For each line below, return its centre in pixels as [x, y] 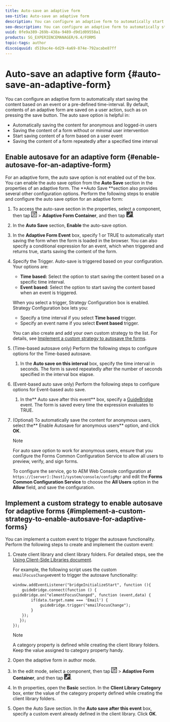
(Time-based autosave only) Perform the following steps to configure [85, 348]
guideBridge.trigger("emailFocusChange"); [85, 605]
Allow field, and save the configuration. [54, 487]
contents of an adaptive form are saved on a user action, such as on [76, 110]
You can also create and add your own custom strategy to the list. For [85, 333]
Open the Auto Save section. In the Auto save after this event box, [82, 708]
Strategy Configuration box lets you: [50, 308]
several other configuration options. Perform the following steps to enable [82, 194]
